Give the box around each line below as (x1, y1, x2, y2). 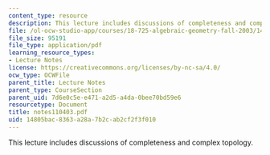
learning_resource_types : (8, 49, 95, 57)
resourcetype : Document (8, 101, 88, 109)
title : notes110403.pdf (8, 109, 88, 117)
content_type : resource (8, 11, 88, 20)
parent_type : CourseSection (8, 85, 103, 94)
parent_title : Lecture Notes (8, 78, 106, 86)
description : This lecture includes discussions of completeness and (8, 19, 247, 27)
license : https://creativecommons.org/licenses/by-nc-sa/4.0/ (8, 64, 221, 72)
